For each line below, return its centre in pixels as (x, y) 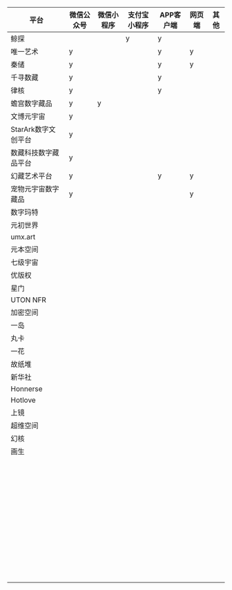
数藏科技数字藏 (35, 153)
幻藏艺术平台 (32, 176)
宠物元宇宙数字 (35, 189)
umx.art (23, 237)
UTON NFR (29, 300)
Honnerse (27, 389)
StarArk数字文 (33, 129)
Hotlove (23, 400)
